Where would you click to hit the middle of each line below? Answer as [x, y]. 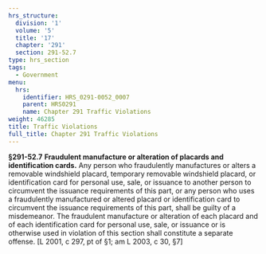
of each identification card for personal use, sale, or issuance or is [117, 225]
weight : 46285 [32, 119]
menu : [17, 82]
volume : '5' [35, 30]
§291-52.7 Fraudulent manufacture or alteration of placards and [116, 157]
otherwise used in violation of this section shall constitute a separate [121, 233]
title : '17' [35, 38]
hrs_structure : [33, 16]
